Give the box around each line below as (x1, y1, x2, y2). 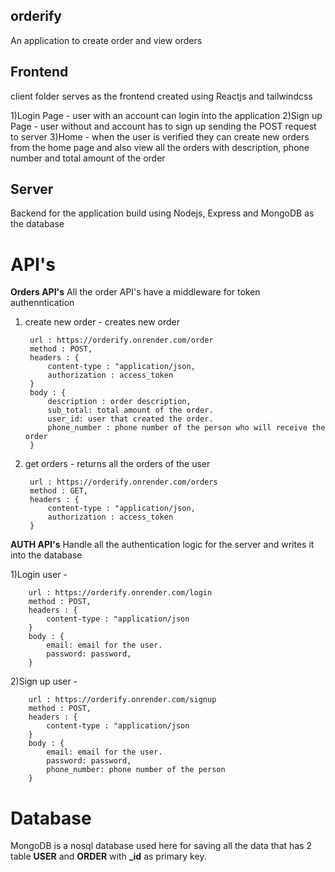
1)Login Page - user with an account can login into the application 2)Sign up (10, 109, 323, 121)
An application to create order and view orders (10, 34, 203, 46)
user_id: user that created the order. (47, 414, 214, 424)
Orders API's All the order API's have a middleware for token (10, 286, 261, 298)
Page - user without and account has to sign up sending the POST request (10, 120, 317, 132)
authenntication (10, 297, 75, 309)
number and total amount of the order (10, 152, 166, 164)
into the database (10, 549, 83, 561)
